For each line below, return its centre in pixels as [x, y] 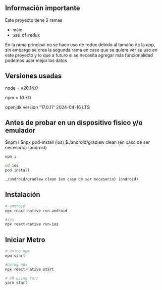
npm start [15, 256]
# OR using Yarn [22, 278]
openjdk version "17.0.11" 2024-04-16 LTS [48, 107]
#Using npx [16, 265]
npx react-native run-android [36, 211]
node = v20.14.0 [22, 88]
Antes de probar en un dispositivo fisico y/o [74, 123]
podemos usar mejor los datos [36, 60]
